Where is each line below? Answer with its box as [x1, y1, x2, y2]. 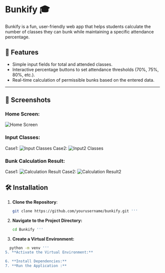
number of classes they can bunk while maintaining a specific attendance [5, 29, 154, 34]
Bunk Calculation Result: [5, 157, 65, 164]
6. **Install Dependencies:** [5, 259, 67, 264]
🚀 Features [5, 48, 39, 57]
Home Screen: [5, 111, 40, 118]
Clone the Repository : [12, 199, 58, 205]
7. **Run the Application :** [5, 264, 67, 269]
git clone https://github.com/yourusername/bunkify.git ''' [12, 209, 138, 213]
